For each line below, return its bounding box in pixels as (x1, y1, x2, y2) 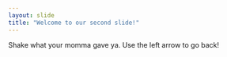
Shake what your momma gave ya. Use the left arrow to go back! (8, 40, 220, 49)
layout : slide (8, 11, 55, 20)
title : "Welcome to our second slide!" (8, 19, 140, 27)
